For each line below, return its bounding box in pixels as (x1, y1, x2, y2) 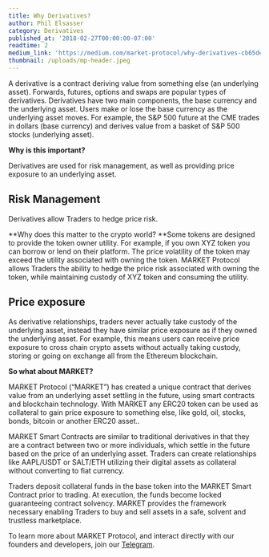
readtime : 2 (8, 42, 48, 50)
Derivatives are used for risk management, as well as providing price (8, 161, 235, 170)
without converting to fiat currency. (8, 466, 125, 475)
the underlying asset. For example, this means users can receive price (8, 334, 240, 344)
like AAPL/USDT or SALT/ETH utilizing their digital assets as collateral (8, 457, 237, 466)
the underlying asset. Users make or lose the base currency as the (8, 104, 228, 113)
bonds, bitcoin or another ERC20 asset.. (8, 416, 140, 425)
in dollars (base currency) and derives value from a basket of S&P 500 (8, 121, 240, 131)
